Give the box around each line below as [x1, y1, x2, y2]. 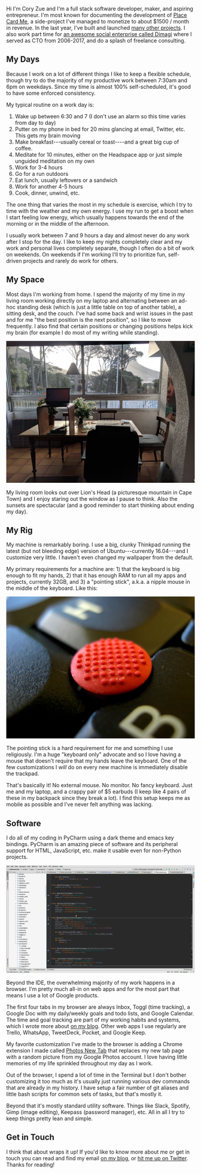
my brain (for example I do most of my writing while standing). [6, 328, 160, 336]
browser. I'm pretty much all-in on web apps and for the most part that [6, 985, 179, 993]
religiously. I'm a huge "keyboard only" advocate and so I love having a [6, 751, 181, 758]
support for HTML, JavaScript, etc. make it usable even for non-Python [6, 847, 181, 855]
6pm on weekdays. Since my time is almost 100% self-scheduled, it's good [6, 83, 191, 90]
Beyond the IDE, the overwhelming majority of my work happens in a [6, 979, 175, 986]
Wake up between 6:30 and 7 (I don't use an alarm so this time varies [14, 112, 186, 120]
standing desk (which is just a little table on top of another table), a [17, 303, 181, 310]
